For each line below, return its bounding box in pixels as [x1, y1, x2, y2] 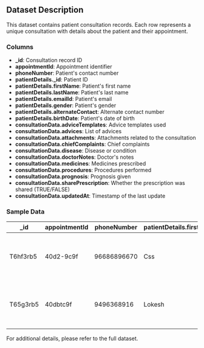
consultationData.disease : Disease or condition [15, 147, 137, 155]
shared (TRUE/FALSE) [15, 186, 70, 193]
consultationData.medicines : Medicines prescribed [15, 160, 146, 167]
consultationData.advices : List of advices [15, 128, 122, 135]
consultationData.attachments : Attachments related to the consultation [15, 134, 196, 142]
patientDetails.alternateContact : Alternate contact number [15, 108, 165, 116]
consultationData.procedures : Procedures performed [15, 167, 152, 174]
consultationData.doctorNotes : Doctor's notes [15, 153, 135, 161]
